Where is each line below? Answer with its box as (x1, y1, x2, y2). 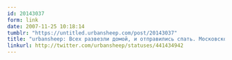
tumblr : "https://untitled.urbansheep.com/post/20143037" (7, 29, 177, 37)
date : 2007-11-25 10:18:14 (7, 23, 85, 30)
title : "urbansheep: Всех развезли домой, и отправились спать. (7, 36, 196, 43)
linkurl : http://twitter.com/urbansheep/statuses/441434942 (7, 42, 184, 49)
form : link (7, 17, 39, 23)
